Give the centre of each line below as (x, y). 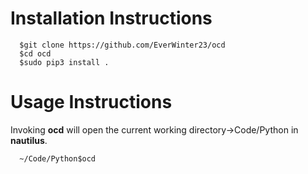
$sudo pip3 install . (64, 62)
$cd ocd (35, 53)
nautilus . (29, 140)
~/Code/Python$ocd (58, 158)
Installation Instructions (111, 18)
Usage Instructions (91, 102)
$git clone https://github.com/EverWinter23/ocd (122, 45)
